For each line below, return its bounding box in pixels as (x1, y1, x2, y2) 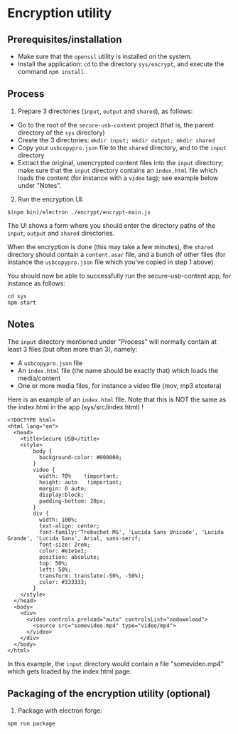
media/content (17, 374, 61, 382)
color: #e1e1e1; (38, 547, 87, 555)
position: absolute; (38, 553, 100, 560)
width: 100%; (38, 516, 78, 523)
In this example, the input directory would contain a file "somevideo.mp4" (7, 659, 224, 668)
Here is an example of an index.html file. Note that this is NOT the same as (7, 395, 227, 404)
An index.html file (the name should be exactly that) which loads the (17, 366, 219, 374)
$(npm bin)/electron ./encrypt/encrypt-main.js (7, 209, 151, 216)
